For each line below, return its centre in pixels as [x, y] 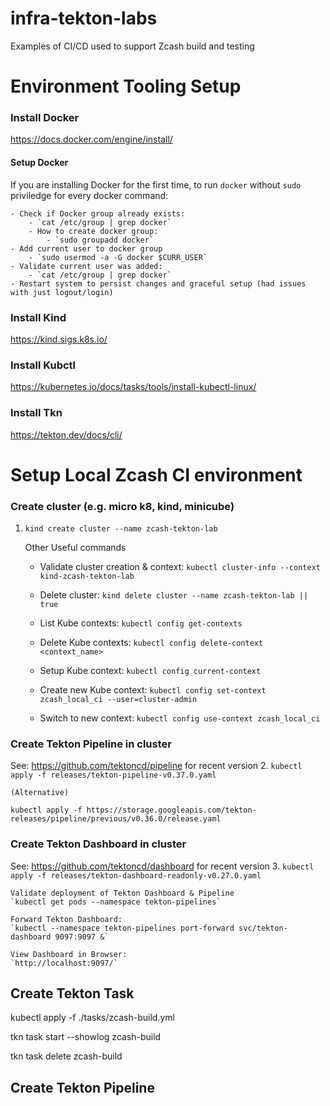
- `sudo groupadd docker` [100, 240]
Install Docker [45, 118]
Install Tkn [36, 413]
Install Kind [38, 317]
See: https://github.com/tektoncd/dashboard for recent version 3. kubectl [162, 866]
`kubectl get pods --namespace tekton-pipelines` [116, 902]
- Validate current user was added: [86, 266]
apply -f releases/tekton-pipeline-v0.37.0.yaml [113, 775]
